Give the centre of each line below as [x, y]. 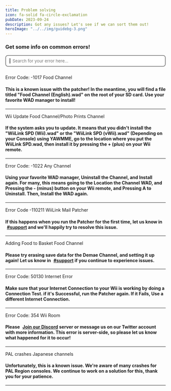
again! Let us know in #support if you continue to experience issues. [80, 260]
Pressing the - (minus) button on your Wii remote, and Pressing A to [78, 188]
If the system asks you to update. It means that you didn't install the [78, 128]
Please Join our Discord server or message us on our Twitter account [81, 327]
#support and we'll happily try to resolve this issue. [62, 227]
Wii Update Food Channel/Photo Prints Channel [55, 116]
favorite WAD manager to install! [40, 100]
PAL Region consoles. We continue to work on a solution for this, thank [81, 371]
